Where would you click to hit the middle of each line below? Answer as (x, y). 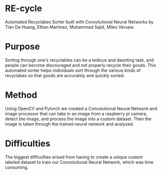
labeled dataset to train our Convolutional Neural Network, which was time (79, 162)
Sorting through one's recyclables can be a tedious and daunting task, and (80, 60)
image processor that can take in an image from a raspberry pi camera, (76, 113)
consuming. (17, 167)
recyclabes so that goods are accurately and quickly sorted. (65, 75)
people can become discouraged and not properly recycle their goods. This (81, 65)
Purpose (23, 47)
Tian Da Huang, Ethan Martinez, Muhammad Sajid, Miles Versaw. (70, 27)
